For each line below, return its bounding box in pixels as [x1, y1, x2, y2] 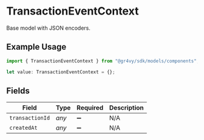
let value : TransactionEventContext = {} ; [6, 68, 115, 75]
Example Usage [6, 42, 67, 52]
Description [109, 104, 144, 112]
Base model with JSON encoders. [6, 24, 91, 32]
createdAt [9, 124, 38, 132]
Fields [6, 85, 30, 96]
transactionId [9, 115, 50, 122]
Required [76, 104, 104, 112]
